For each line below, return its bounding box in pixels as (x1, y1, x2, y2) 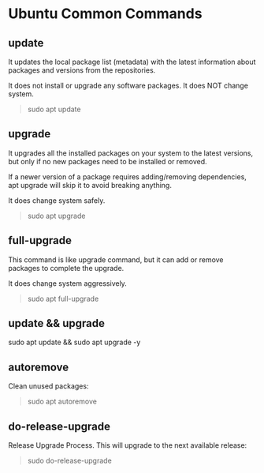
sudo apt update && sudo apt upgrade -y (8, 337, 141, 347)
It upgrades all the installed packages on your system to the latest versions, (8, 148, 254, 158)
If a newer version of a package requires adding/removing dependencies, (8, 171, 247, 182)
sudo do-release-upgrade (27, 456, 112, 466)
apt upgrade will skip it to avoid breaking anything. (8, 180, 172, 190)
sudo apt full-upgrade (27, 294, 99, 303)
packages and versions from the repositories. (8, 66, 156, 75)
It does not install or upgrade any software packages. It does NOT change (8, 81, 248, 90)
